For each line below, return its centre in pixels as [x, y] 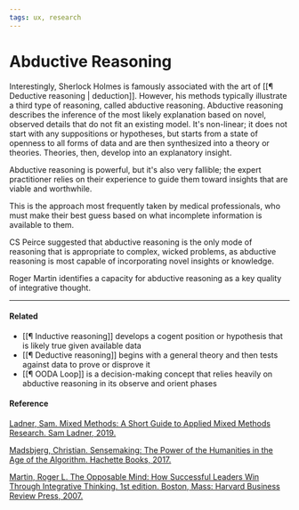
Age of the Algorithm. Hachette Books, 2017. [90, 459]
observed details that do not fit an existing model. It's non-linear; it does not [148, 124]
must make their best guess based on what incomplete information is [136, 215]
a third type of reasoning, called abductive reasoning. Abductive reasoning [146, 105]
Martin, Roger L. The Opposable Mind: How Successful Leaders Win [134, 476]
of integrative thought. [50, 287]
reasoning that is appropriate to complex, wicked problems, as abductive [143, 251]
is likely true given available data [82, 345]
